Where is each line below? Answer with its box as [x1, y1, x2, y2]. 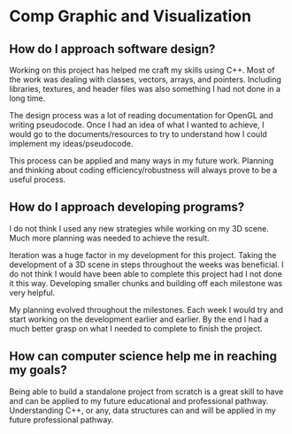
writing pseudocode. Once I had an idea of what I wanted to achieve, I [9, 119, 265, 130]
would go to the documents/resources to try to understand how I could [9, 129, 267, 139]
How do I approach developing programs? [9, 200, 245, 215]
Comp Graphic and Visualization [9, 6, 252, 27]
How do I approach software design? [9, 42, 216, 57]
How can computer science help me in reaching [9, 349, 277, 364]
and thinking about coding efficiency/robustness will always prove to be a [9, 165, 278, 175]
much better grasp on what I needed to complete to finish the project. [9, 323, 263, 333]
